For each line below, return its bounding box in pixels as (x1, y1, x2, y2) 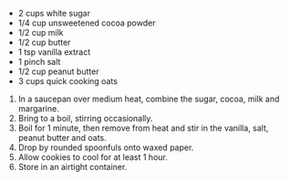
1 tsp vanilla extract (17, 47, 91, 58)
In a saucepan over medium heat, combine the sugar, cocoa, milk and (17, 93, 280, 104)
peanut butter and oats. (17, 133, 107, 143)
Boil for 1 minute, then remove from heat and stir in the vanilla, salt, (17, 122, 269, 133)
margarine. (17, 103, 59, 113)
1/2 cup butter (17, 37, 71, 48)
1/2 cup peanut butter (17, 66, 99, 77)
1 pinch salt (17, 57, 61, 67)
